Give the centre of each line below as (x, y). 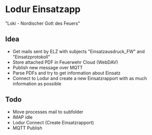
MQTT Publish (27, 128)
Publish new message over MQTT (48, 67)
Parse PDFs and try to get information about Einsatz (66, 73)
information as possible (37, 83)
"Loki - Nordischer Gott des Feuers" (43, 23)
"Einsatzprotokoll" (31, 57)
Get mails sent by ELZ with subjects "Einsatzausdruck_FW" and (79, 51)
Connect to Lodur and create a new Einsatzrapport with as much (80, 78)
